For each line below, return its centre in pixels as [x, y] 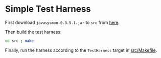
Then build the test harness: [34, 32]
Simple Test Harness [48, 9]
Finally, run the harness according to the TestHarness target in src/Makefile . [81, 50]
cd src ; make [20, 41]
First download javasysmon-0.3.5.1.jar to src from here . [62, 22]
